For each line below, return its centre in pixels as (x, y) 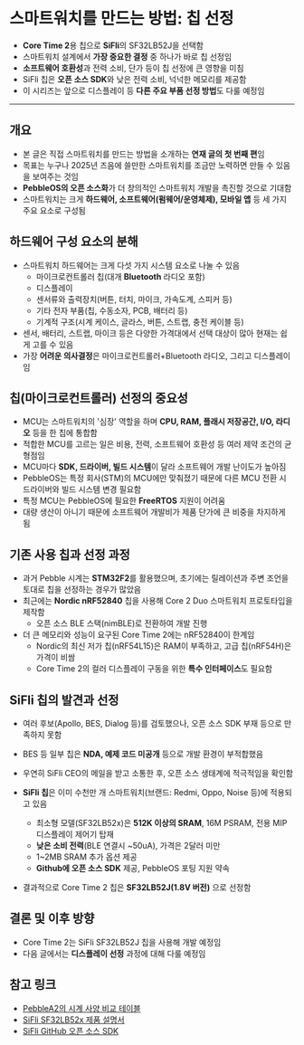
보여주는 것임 (55, 176)
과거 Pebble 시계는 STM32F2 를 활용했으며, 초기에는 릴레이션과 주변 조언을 (156, 578)
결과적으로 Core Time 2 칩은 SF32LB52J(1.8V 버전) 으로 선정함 (137, 887)
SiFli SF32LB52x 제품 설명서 (73, 1020)
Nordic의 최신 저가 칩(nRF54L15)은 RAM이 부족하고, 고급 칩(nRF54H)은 (164, 646)
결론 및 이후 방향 (52, 919)
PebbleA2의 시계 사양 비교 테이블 (81, 1008)
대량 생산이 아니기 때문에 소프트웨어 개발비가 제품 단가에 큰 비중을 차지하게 (154, 512)
